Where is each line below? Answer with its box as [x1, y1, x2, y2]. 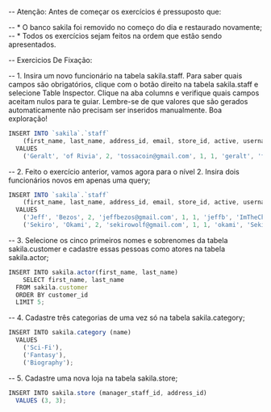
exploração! [8, 114, 48, 124]
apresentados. [8, 40, 56, 49]
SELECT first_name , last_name [23, 275, 125, 284]
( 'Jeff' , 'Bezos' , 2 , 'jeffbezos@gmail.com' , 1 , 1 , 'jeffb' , [23, 213, 233, 221]
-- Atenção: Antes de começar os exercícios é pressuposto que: [8, 7, 222, 16]
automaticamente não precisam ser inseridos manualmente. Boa [8, 105, 223, 115]
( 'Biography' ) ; [23, 359, 74, 367]
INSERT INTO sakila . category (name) [8, 329, 131, 337]
